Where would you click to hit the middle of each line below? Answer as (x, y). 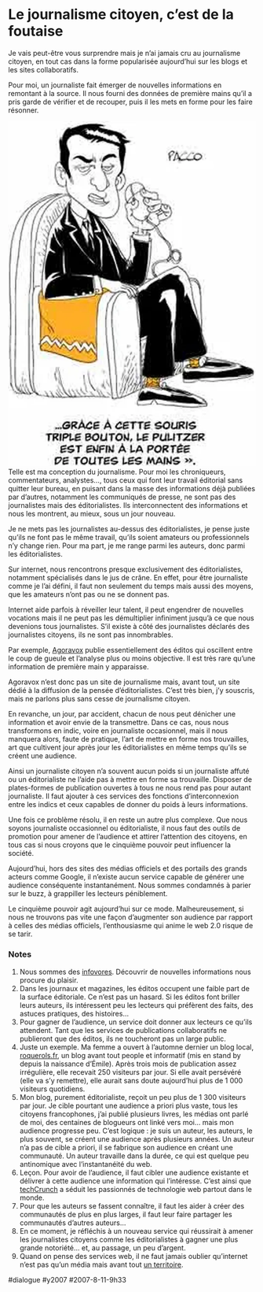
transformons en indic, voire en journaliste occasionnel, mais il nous (118, 731)
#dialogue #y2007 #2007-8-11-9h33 (68, 1279)
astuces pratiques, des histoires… (74, 1013)
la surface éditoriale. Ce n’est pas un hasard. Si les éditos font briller (130, 997)
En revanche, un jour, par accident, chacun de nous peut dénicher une (122, 714)
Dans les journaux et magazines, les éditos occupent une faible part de (134, 988)
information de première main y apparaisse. (79, 667)
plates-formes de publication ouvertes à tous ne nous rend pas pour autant (130, 788)
